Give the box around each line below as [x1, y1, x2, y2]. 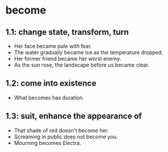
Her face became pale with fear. [14, 42, 92, 49]
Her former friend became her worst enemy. [14, 55, 122, 62]
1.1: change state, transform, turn [5, 27, 129, 37]
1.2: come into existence [5, 78, 96, 88]
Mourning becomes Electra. [14, 139, 82, 146]
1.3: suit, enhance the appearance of [5, 111, 142, 121]
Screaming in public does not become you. [14, 133, 118, 140]
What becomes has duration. [14, 94, 85, 101]
